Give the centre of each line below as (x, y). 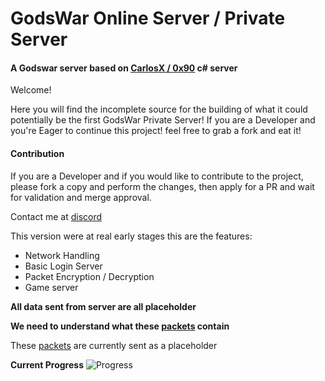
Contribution (37, 153)
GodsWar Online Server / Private (148, 18)
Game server (51, 287)
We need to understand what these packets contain (120, 326)
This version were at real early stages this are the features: (131, 236)
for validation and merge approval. (81, 197)
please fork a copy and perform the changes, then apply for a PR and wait (162, 186)
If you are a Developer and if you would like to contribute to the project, (157, 176)
